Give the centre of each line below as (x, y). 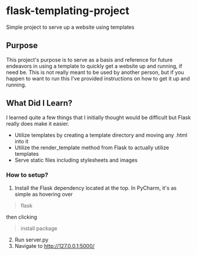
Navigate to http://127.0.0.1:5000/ (55, 246)
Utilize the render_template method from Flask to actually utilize (92, 147)
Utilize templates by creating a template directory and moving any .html (101, 135)
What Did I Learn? (39, 103)
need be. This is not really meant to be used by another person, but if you (95, 72)
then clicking (21, 217)
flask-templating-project (68, 11)
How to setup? (27, 175)
